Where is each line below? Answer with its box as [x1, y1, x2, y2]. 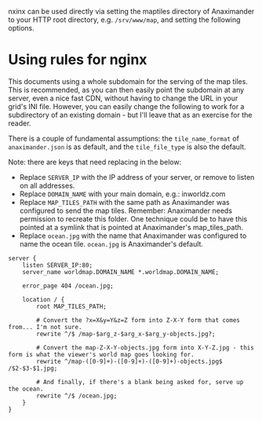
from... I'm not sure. [8, 323, 82, 331]
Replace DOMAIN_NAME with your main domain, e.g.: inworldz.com [19, 189, 226, 199]
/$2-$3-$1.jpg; [8, 364, 58, 372]
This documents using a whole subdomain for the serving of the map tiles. [8, 76, 249, 86]
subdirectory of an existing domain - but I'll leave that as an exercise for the [8, 110, 253, 119]
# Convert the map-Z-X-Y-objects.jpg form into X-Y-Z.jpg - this [36, 343, 255, 352]
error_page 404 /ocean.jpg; [22, 282, 114, 290]
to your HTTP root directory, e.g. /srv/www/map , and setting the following [8, 15, 241, 24]
